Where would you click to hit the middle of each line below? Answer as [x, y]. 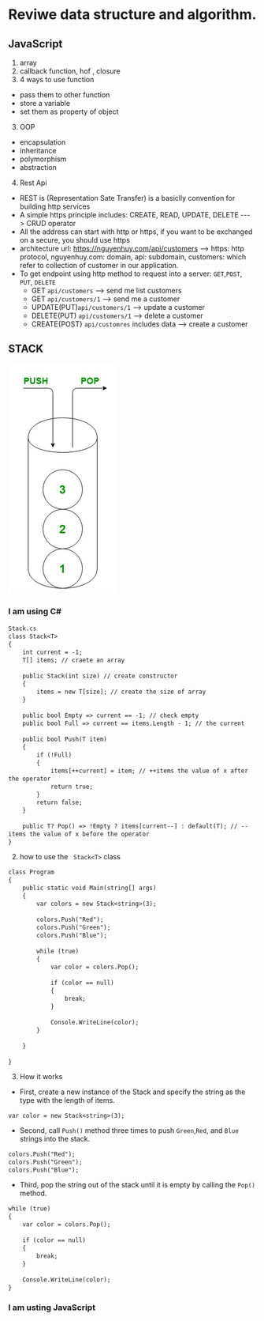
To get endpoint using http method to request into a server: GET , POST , [131, 274]
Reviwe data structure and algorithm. [132, 15]
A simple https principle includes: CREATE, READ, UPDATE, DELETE [129, 215]
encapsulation [43, 142]
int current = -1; [52, 653]
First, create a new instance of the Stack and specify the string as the [132, 1092]
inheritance [38, 151]
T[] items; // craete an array [74, 660]
